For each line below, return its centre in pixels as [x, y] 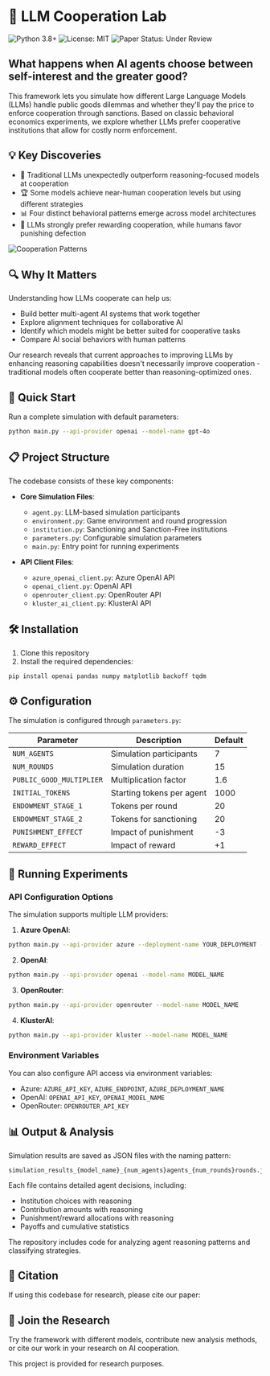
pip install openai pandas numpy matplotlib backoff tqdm [107, 676]
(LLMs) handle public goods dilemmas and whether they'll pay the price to [131, 105]
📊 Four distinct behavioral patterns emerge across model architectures [138, 213]
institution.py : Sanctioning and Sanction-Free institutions [129, 529]
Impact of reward [143, 845]
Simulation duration [148, 767]
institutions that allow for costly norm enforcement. [93, 130]
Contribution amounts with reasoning [81, 1209]
